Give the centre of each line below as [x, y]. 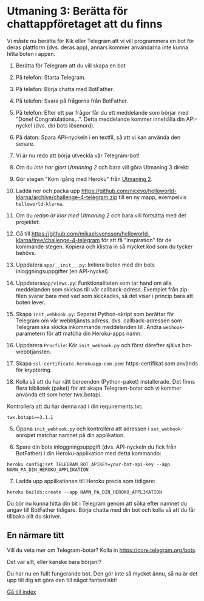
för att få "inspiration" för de [136, 240]
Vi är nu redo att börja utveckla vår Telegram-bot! [78, 155]
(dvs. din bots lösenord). [64, 125]
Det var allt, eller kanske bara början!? [54, 562]
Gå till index [22, 592]
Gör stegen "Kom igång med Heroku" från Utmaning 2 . [84, 179]
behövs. [26, 253]
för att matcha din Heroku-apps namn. [94, 333]
